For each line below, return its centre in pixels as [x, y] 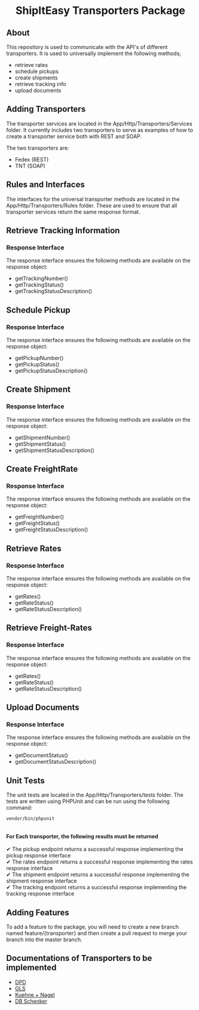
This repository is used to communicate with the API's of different [87, 47]
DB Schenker [31, 1001]
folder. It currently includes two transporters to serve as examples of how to [99, 130]
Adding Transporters [46, 109]
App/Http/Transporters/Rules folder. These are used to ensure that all [92, 205]
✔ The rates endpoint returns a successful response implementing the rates [99, 862]
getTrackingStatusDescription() [53, 291]
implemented [31, 968]
